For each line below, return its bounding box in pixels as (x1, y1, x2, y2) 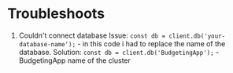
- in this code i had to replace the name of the (77, 38, 226, 48)
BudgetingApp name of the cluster (18, 56, 131, 65)
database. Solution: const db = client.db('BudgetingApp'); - (18, 47, 220, 57)
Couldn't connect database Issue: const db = (18, 31, 166, 40)
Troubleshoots (7, 5, 105, 23)
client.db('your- (168, 32, 226, 40)
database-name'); (18, 40, 76, 48)
